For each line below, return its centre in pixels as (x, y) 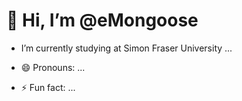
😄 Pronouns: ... (53, 67)
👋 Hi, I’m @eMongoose (102, 20)
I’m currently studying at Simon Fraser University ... (126, 48)
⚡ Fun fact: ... (48, 87)
